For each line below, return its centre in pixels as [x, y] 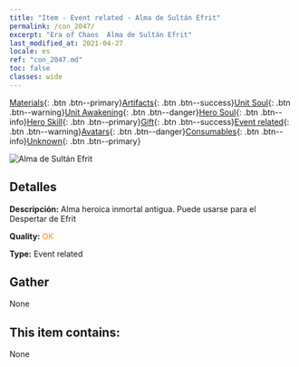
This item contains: [65, 332]
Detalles [33, 187]
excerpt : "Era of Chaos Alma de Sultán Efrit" [101, 34]
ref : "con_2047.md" [46, 60]
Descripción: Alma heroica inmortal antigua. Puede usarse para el [133, 208]
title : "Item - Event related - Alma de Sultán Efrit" [115, 18]
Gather [29, 282]
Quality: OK [32, 236]
